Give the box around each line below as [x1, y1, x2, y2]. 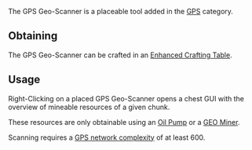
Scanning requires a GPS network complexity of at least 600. [8, 133, 206, 142]
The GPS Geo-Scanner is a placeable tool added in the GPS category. [8, 7, 234, 16]
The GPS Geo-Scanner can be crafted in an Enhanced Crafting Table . [8, 50, 233, 60]
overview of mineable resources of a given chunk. [8, 102, 170, 112]
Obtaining [8, 29, 58, 42]
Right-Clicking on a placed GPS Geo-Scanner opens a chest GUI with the [8, 93, 245, 103]
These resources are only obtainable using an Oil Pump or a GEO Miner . [8, 117, 240, 126]
